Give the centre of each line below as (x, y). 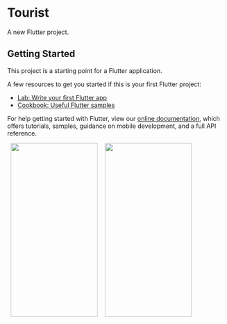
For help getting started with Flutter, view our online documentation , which (114, 118)
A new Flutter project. (38, 32)
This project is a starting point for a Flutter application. (85, 70)
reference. (22, 133)
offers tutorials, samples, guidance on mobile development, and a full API (112, 126)
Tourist (28, 13)
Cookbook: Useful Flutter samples (66, 105)
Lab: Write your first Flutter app (62, 97)
